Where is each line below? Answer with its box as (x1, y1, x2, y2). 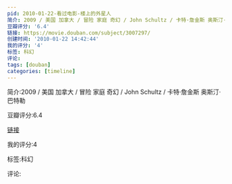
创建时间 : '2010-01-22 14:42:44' (7, 36, 99, 43)
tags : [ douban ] (7, 61, 51, 68)
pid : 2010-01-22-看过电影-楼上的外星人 (7, 10, 112, 17)
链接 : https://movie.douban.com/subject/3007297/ (7, 29, 151, 37)
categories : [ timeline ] (7, 68, 76, 74)
